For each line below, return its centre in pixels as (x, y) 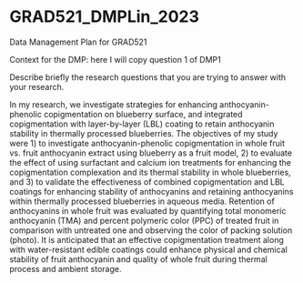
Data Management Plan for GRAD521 (78, 42)
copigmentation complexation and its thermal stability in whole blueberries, (150, 172)
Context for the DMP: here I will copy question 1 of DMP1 (115, 59)
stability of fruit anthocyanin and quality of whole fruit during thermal (139, 259)
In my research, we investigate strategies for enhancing (114, 104)
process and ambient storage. (66, 268)
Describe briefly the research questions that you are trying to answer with (148, 77)
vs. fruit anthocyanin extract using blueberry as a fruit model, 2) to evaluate (151, 153)
